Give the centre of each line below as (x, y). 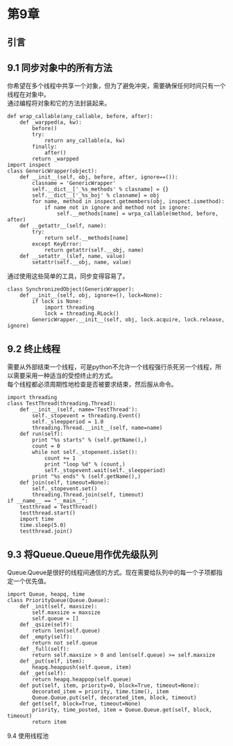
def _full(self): (45, 649)
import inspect (29, 165)
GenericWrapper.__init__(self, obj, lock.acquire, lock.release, (129, 320)
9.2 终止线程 (34, 349)
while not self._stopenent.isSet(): (85, 453)
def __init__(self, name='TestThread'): (79, 410)
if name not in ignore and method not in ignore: (117, 208)
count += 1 (60, 459)
